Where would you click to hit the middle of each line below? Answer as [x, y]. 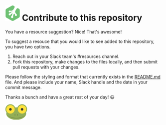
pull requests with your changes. [46, 67]
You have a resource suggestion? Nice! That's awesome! [64, 31]
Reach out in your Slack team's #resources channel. [66, 56]
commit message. [23, 87]
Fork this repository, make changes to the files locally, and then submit [85, 61]
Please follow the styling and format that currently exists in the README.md [83, 76]
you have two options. [28, 46]
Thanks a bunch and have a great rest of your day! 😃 [60, 97]
